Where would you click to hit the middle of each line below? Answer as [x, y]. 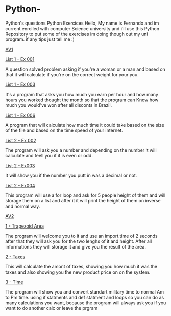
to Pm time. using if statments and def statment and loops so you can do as [85, 297]
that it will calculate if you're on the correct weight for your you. [72, 74]
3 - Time [14, 282]
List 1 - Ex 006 [20, 115]
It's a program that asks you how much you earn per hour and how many [82, 94]
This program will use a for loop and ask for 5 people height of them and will [86, 195]
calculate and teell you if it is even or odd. [49, 155]
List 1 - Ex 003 [20, 84]
